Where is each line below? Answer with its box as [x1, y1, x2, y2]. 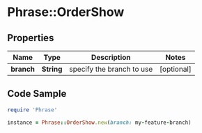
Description [91, 53, 131, 62]
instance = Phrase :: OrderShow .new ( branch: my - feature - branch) [7, 119, 192, 126]
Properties [7, 32, 54, 44]
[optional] [159, 64, 192, 74]
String [41, 64, 63, 74]
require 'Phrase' [7, 106, 58, 114]
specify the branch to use [69, 64, 153, 74]
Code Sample [7, 88, 67, 100]
